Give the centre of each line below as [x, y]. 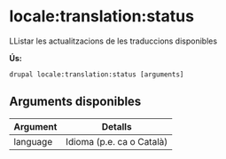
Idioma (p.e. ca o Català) [117, 141]
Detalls [117, 126]
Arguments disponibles [75, 102]
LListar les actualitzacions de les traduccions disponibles [113, 41]
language [33, 141]
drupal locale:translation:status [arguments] [97, 74]
